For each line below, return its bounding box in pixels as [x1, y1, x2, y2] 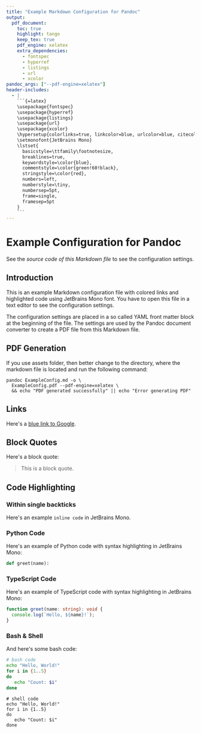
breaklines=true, [22, 154, 66, 160]
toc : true [17, 25, 42, 32]
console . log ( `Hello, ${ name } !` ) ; [11, 612, 95, 618]
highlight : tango [17, 31, 60, 37]
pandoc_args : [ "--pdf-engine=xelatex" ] [6, 82, 106, 88]
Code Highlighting [6, 482, 76, 492]
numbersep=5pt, [22, 187, 60, 193]
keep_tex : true [17, 37, 55, 43]
